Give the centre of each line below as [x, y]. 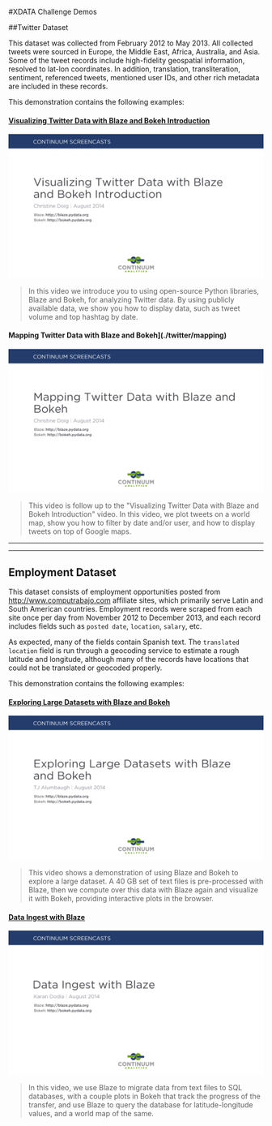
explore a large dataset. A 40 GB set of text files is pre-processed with [146, 881]
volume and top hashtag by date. [83, 316]
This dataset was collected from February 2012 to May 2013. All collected [131, 43]
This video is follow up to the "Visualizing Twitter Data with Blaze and [143, 505]
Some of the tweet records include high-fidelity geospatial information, [127, 60]
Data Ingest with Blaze [47, 917]
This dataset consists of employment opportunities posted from [115, 592]
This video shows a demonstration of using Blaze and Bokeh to [133, 872]
